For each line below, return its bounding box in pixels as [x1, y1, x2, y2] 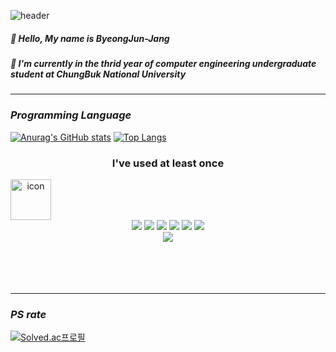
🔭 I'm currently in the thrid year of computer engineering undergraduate [10, 57, 317, 69]
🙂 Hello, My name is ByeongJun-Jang [10, 32, 170, 44]
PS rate [10, 307, 47, 321]
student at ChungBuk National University [10, 68, 187, 80]
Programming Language [10, 108, 132, 122]
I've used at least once [111, 156, 225, 170]
